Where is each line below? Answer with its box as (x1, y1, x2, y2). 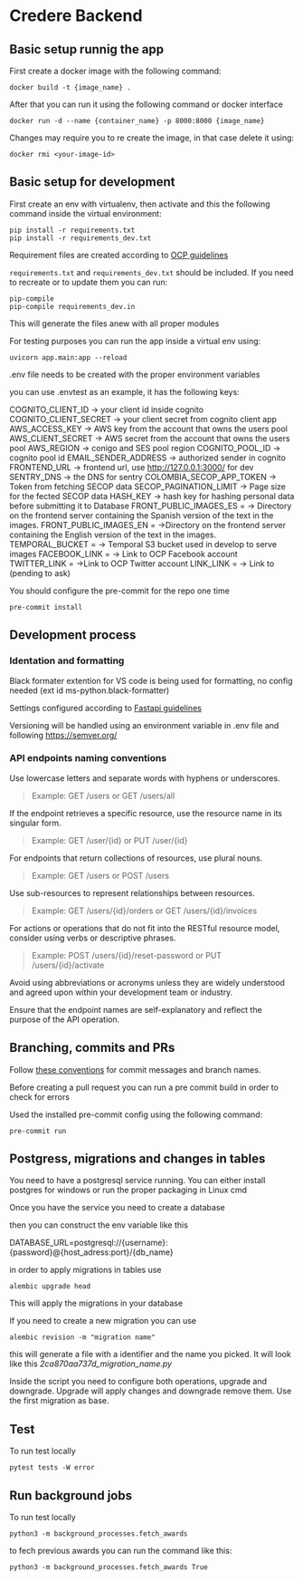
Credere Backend (9, 5, 143, 26)
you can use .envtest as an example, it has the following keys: (9, 386, 240, 397)
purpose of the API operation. (9, 1014, 120, 1025)
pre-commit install (9, 603, 83, 612)
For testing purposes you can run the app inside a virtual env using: (9, 335, 261, 346)
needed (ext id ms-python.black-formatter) (9, 685, 170, 696)
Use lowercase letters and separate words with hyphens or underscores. (9, 772, 280, 784)
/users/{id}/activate (31, 959, 105, 970)
